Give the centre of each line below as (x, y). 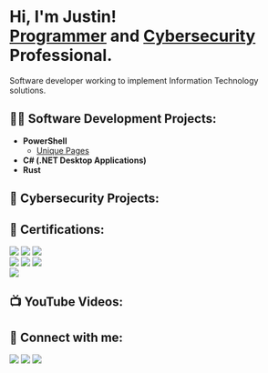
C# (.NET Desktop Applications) (85, 160)
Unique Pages (62, 150)
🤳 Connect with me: (66, 337)
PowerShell (45, 141)
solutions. (28, 90)
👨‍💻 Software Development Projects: (113, 119)
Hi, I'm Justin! (63, 17)
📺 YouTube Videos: (66, 302)
